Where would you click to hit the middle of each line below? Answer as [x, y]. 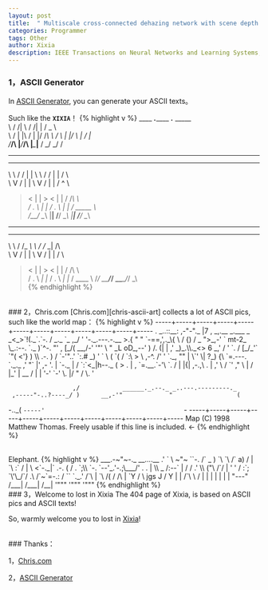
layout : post [30, 16]
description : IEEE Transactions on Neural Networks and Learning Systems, [135, 53]
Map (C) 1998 [207, 419]
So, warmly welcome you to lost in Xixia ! [75, 519]
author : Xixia [32, 46]
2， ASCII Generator [41, 578]
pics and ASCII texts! [43, 504]
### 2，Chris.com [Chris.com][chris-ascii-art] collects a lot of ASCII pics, [130, 312]
